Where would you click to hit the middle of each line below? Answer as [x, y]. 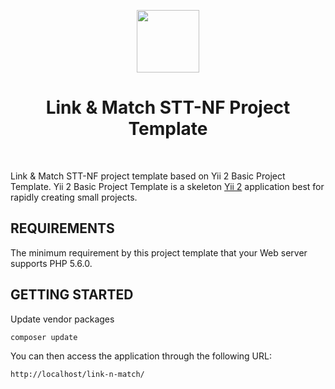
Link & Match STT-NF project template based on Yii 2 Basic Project [148, 176]
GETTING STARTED [72, 295]
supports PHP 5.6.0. [51, 263]
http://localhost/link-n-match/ [77, 374]
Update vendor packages [62, 319]
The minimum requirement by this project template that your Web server [159, 252]
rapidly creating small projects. [74, 197]
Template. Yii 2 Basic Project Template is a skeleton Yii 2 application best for [167, 186]
